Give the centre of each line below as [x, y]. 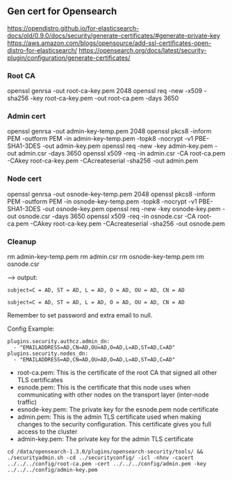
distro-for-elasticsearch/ [42, 50]
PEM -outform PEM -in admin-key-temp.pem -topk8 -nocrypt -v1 [100, 139]
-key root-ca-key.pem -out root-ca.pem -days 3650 [105, 98]
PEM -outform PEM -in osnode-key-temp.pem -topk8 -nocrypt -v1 [102, 201]
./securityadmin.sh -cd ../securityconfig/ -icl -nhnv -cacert [101, 458]
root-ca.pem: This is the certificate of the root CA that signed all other [117, 372]
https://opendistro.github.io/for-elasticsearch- [73, 28]
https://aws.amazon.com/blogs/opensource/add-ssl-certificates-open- [109, 43]
